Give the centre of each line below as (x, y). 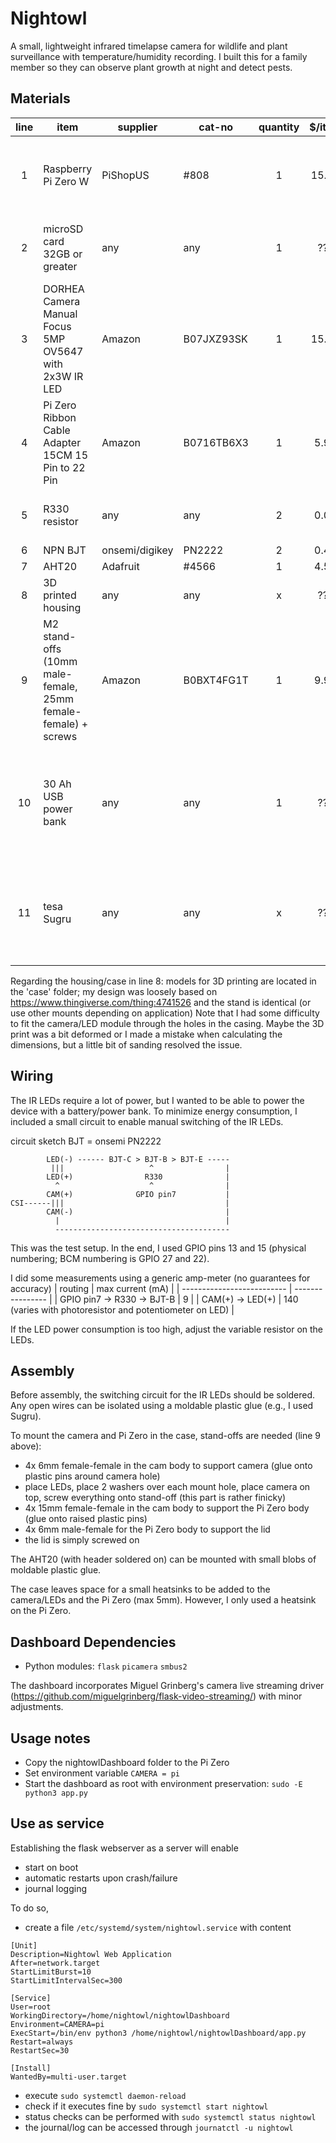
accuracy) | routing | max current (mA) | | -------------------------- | (151, 1288)
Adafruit (120, 566)
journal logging (56, 1888)
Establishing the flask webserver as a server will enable (124, 1848)
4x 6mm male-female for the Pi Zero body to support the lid (147, 1529)
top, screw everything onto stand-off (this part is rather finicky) (155, 1498)
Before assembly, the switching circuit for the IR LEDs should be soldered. (163, 1395)
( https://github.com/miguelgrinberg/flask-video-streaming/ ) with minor (156, 1696)
